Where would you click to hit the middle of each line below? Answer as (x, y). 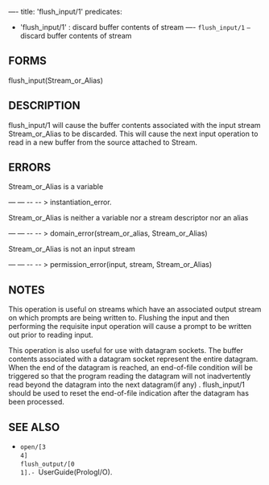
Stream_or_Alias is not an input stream (72, 249)
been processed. (36, 402)
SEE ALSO (34, 427)
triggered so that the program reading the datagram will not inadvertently (130, 376)
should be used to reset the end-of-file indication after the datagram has (129, 393)
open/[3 (33, 447)
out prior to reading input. (51, 335)
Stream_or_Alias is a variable (56, 187)
